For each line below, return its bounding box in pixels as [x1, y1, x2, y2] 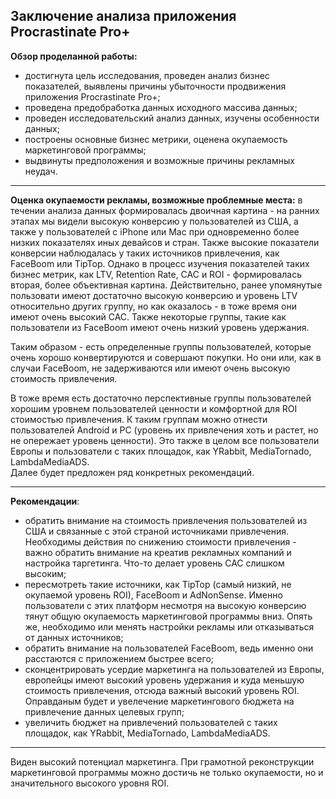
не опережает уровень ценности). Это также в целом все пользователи [10, 434, 320, 446]
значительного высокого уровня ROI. [10, 777, 170, 789]
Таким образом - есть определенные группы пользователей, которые [10, 340, 312, 353]
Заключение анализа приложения [10, 8, 237, 25]
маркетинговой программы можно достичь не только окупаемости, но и [10, 766, 324, 778]
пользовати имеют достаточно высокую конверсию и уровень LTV [10, 289, 298, 301]
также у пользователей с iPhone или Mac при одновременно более [10, 225, 300, 238]
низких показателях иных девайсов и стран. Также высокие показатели [10, 236, 320, 248]
